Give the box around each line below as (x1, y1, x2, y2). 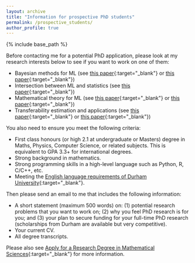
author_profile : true (6, 25, 59, 31)
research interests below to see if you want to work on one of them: (6, 58, 170, 65)
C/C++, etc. (14, 167, 43, 174)
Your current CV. (14, 227, 55, 234)
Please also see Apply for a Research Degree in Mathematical (6, 244, 155, 251)
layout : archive (6, 8, 46, 15)
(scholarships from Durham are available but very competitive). (14, 220, 167, 228)
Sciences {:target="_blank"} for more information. (6, 251, 125, 258)
